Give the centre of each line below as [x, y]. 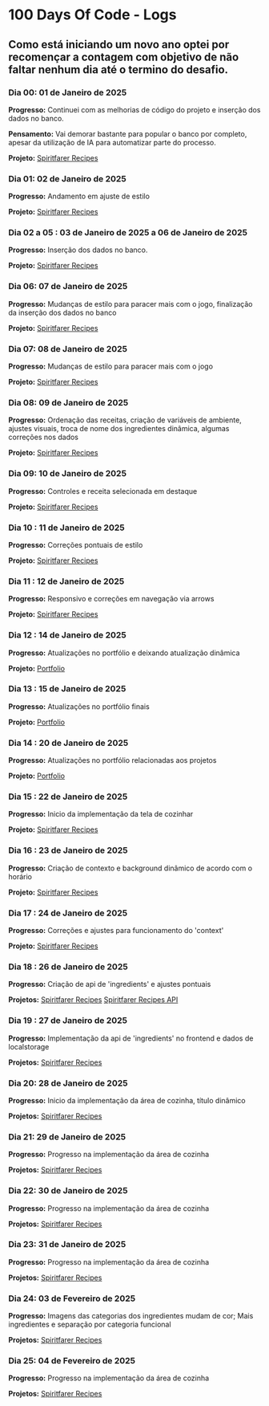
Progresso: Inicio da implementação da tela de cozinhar [101, 814]
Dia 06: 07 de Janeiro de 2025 [68, 287]
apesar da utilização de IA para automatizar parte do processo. [112, 142]
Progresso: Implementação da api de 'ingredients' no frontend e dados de [131, 1038]
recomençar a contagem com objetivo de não [124, 57]
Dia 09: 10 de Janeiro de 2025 [67, 474]
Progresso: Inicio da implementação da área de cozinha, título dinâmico [127, 1100]
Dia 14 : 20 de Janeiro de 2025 [68, 743]
